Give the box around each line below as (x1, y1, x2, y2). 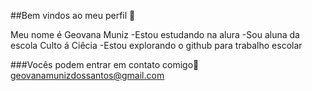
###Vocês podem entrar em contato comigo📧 (10, 59, 200, 70)
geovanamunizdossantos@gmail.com (10, 70, 165, 81)
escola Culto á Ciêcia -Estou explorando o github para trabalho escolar (10, 40, 303, 51)
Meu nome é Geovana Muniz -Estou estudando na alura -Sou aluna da (10, 29, 300, 40)
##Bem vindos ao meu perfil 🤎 (10, 10, 136, 21)
